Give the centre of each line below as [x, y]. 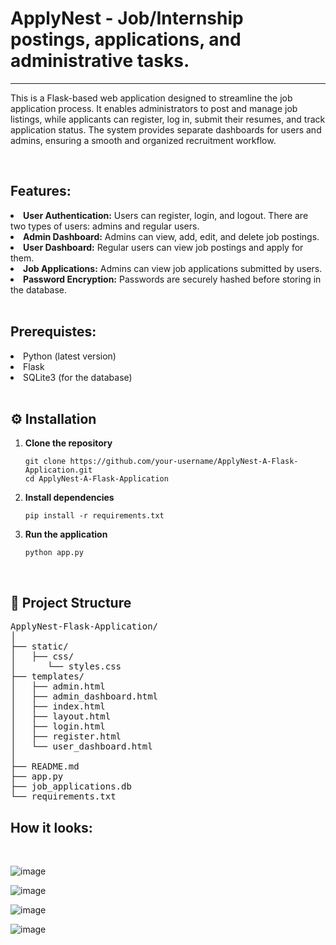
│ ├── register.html [66, 736]
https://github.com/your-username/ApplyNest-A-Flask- [184, 462]
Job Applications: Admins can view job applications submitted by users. [173, 268]
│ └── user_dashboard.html [81, 746]
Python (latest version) [70, 356]
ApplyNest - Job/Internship [127, 18]
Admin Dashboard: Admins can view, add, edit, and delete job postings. [171, 236]
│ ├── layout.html [61, 716]
